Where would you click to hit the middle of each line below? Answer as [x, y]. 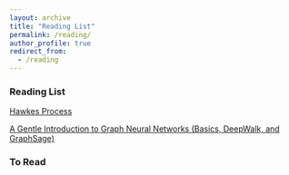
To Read [28, 162]
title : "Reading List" [52, 26]
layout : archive [40, 18]
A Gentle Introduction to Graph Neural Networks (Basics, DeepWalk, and [144, 129]
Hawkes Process [41, 112]
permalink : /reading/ [50, 34]
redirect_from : [38, 52]
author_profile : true [50, 43]
